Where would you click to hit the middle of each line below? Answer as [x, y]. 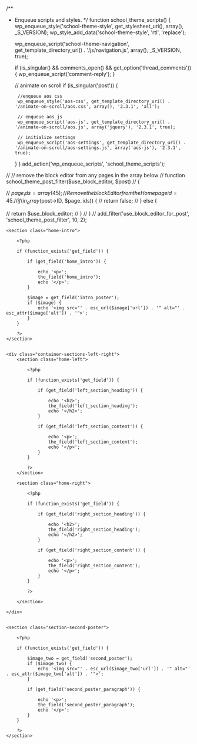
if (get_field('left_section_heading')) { [90, 390]
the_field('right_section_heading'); [94, 530]
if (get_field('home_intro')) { [67, 262]
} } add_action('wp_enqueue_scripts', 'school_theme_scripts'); [90, 164]
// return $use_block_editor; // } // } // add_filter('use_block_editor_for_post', [98, 213]
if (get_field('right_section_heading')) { [91, 514]
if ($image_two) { [50, 663]
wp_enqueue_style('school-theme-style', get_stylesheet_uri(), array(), [99, 26]
